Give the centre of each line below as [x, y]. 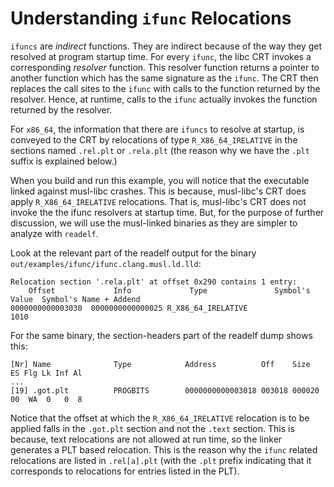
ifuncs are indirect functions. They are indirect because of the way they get [166, 46]
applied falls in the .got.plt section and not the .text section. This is [152, 428]
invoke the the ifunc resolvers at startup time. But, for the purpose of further [167, 212]
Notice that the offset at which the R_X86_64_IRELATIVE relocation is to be [160, 418]
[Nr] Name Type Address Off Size [160, 364]
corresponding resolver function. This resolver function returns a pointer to [165, 67]
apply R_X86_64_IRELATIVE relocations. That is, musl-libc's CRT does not [158, 201]
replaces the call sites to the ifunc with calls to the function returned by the [165, 88]
